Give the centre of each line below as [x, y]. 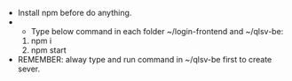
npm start [48, 50]
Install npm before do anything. [75, 13]
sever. [29, 69]
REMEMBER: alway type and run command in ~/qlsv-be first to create [145, 59]
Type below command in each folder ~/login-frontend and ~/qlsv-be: [157, 31]
